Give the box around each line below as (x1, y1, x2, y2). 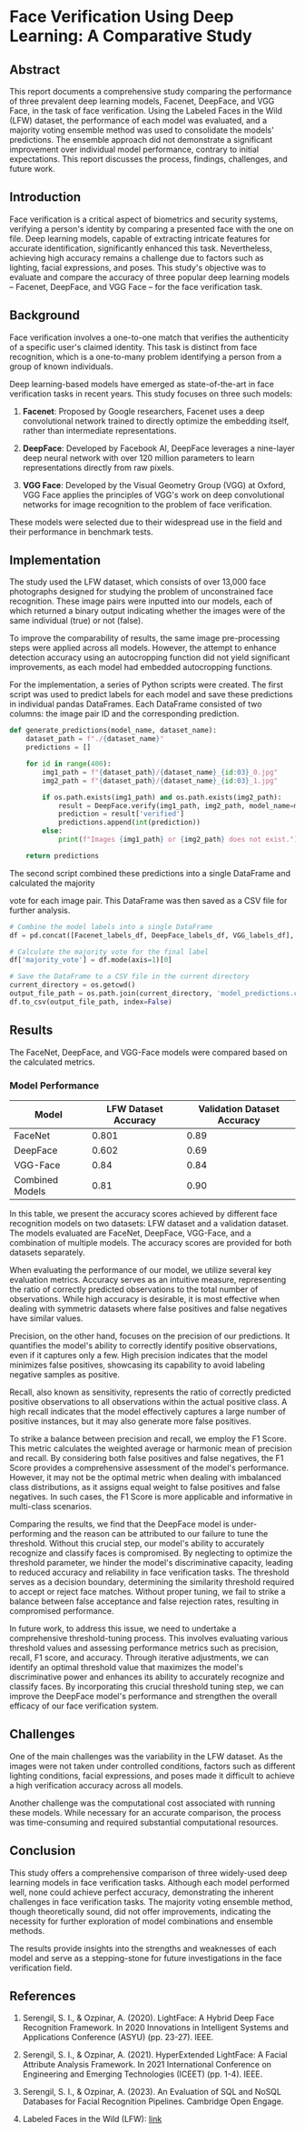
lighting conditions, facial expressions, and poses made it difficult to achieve (9, 1770, 295, 1781)
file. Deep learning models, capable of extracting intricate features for (9, 233, 271, 244)
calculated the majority (9, 877, 95, 888)
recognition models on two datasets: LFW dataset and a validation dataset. (9, 1217, 289, 1228)
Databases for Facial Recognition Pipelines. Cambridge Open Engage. (22, 2096, 284, 2107)
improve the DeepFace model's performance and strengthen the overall (9, 1690, 278, 1701)
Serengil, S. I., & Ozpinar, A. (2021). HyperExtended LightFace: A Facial (22, 2049, 288, 2060)
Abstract (9, 62, 61, 77)
